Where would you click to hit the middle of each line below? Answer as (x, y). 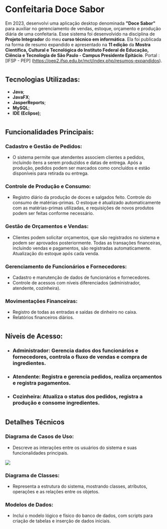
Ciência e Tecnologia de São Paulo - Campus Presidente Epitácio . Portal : (82, 55)
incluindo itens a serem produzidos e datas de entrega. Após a (77, 163)
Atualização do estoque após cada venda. (56, 253)
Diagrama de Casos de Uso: (40, 436)
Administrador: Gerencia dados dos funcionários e (75, 351)
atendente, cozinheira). (36, 288)
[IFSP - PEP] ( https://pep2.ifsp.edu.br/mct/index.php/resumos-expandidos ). (84, 60)
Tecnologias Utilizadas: (43, 80)
